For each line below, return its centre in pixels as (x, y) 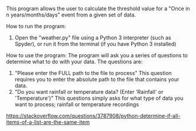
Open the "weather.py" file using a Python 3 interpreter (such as (93, 37)
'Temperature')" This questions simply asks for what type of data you (99, 98)
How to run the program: (36, 26)
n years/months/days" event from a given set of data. (71, 15)
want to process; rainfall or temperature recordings (77, 104)
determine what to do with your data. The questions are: (74, 62)
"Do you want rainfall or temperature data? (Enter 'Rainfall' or (89, 92)
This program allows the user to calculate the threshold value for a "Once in (98, 9)
